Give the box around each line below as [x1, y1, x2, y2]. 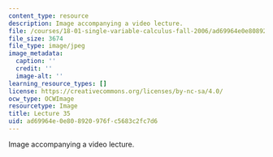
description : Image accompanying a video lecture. [8, 19, 184, 28]
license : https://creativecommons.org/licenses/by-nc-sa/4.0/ [8, 87, 223, 95]
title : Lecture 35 [8, 110, 71, 118]
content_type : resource [8, 11, 89, 20]
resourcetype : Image [8, 102, 79, 110]
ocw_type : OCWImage [8, 95, 75, 103]
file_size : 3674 [8, 34, 63, 43]
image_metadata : [8, 49, 63, 57]
